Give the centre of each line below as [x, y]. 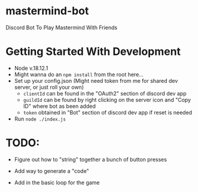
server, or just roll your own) [49, 87]
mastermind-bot [47, 11]
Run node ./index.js [40, 119]
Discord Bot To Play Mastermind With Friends [62, 27]
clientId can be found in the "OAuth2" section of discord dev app [105, 93]
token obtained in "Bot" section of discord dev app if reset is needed [108, 112]
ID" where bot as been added [60, 106]
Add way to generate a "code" [51, 171]
